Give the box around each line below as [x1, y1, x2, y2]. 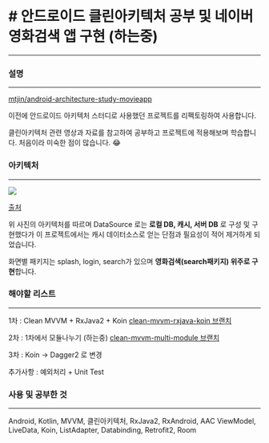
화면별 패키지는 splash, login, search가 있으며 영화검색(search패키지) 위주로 [8, 256, 251, 266]
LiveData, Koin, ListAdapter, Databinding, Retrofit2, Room [8, 425, 197, 435]
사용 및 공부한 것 [8, 388, 67, 400]
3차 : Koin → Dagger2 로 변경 [8, 350, 102, 360]
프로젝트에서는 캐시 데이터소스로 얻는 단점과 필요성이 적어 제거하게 [44, 230, 252, 239]
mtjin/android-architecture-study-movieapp [8, 94, 152, 104]
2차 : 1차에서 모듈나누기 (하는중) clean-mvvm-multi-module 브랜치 [8, 332, 220, 342]
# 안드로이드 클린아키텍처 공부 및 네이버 [8, 7, 254, 26]
